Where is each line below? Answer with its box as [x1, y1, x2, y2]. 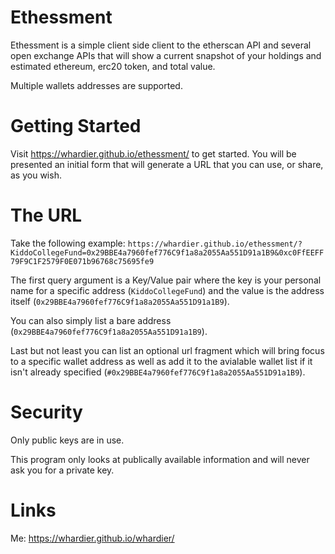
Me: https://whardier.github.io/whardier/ [10, 532, 175, 544]
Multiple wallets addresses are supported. [10, 79, 183, 91]
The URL [10, 204, 83, 227]
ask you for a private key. [10, 464, 115, 476]
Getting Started [10, 115, 142, 138]
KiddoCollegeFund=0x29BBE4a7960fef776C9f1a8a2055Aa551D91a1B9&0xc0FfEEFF [10, 247, 325, 258]
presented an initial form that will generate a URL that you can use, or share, [10, 158, 324, 170]
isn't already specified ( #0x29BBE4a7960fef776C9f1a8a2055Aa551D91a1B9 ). [10, 366, 306, 378]
